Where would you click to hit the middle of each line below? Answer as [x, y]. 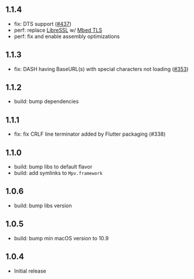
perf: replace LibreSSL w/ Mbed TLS [58, 30]
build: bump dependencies [46, 102]
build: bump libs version [43, 206]
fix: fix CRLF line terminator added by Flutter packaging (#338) [90, 134]
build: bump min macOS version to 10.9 [61, 238]
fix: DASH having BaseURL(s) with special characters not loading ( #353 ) [101, 69]
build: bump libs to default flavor [53, 167]
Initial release [30, 271]
